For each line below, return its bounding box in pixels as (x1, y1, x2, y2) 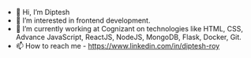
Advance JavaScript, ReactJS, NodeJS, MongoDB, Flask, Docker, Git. (15, 32, 242, 42)
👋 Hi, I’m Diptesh (15, 8, 70, 16)
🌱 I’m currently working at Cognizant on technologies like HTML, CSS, (15, 24, 243, 33)
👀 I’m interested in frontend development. (15, 16, 151, 25)
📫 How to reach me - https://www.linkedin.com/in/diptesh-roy (15, 42, 220, 50)
